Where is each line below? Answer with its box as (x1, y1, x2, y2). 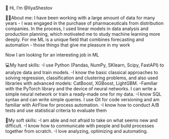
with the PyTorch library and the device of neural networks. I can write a (5, 86, 157, 91)
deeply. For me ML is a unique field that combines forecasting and (5, 36, 144, 42)
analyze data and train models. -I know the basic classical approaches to (5, 69, 158, 75)
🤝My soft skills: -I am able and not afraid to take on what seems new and (5, 118, 158, 123)
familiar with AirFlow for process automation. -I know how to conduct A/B (5, 102, 159, 108)
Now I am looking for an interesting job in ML (5, 52, 99, 58)
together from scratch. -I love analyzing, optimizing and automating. (5, 128, 148, 134)
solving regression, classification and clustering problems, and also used (5, 75, 158, 81)
